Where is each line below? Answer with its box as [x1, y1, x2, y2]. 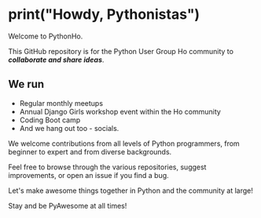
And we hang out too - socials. [19, 123, 119, 133]
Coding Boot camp [19, 115, 81, 125]
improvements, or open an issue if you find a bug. [8, 170, 169, 180]
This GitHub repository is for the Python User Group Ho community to [8, 46, 234, 56]
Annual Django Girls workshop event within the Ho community [19, 107, 222, 116]
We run [8, 78, 45, 91]
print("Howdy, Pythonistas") [8, 5, 200, 24]
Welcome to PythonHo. [8, 31, 83, 41]
